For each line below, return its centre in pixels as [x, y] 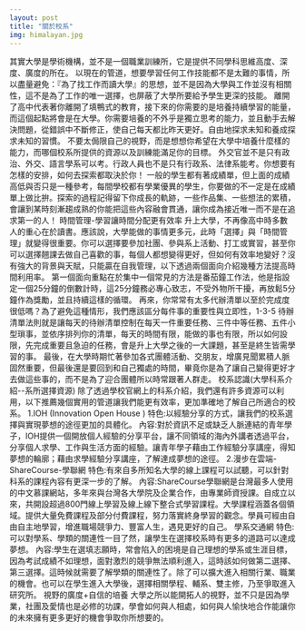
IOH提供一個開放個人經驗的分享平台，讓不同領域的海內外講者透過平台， [159, 436]
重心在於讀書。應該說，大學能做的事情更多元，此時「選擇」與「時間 [152, 232]
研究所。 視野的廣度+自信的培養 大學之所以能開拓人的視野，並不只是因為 [146, 595]
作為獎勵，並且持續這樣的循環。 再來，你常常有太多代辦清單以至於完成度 [153, 300]
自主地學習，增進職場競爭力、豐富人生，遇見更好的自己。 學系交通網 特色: [156, 527]
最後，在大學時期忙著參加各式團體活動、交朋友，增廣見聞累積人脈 [167, 357]
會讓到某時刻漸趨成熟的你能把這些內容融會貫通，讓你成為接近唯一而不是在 [148, 209]
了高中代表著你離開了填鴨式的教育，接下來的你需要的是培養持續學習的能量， [152, 107]
